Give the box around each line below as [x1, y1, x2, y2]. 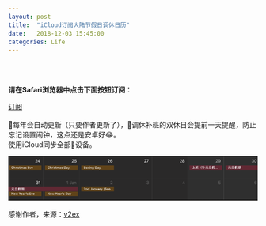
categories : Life [8, 38, 66, 46]
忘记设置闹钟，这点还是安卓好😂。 [8, 130, 121, 140]
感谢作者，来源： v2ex [8, 209, 80, 219]
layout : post [8, 13, 51, 21]
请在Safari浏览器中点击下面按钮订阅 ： [8, 85, 133, 95]
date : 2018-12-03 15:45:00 [8, 29, 104, 37]
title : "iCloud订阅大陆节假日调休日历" [8, 21, 131, 29]
